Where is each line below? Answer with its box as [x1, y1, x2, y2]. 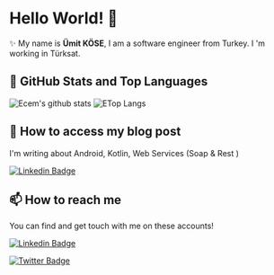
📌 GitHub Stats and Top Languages [9, 74, 208, 89]
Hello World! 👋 [9, 8, 119, 29]
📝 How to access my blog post [9, 124, 181, 139]
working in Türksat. [9, 48, 81, 58]
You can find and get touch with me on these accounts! [9, 220, 214, 232]
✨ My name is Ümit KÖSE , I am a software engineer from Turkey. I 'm [9, 38, 266, 49]
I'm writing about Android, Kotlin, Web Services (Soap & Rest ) [9, 147, 240, 158]
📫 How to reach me [9, 192, 122, 208]
